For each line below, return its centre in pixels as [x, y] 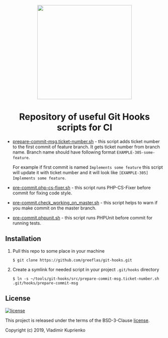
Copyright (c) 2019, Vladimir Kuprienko [45, 330]
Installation [23, 239]
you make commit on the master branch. [54, 208]
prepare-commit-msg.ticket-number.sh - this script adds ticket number [86, 141]
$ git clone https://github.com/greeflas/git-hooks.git [72, 260]
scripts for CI [85, 128]
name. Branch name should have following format [64, 152]
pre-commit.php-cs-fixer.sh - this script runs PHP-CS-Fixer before [81, 187]
